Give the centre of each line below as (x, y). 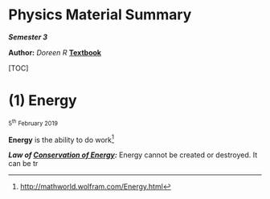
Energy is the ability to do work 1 (61, 139)
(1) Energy (43, 101)
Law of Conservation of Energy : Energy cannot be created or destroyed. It (133, 155)
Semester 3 (28, 37)
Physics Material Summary (100, 15)
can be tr (23, 164)
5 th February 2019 (33, 123)
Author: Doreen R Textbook (55, 52)
